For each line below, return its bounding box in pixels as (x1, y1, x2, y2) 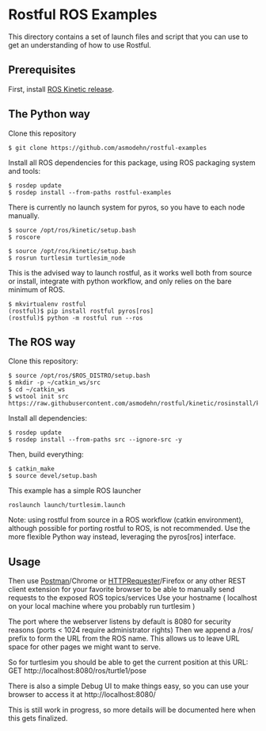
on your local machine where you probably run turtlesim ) (8, 602, 196, 611)
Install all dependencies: (8, 414, 87, 423)
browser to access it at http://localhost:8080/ (8, 690, 156, 699)
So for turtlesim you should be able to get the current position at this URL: (8, 657, 249, 668)
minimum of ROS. (8, 284, 66, 294)
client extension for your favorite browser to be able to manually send (8, 585, 235, 594)
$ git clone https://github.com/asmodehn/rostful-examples (8, 144, 207, 152)
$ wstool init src (8, 393, 69, 401)
